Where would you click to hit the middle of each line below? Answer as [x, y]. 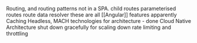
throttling [17, 34]
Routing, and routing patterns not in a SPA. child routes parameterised [91, 9]
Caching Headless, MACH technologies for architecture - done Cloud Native [99, 21]
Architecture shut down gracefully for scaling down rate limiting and [89, 27]
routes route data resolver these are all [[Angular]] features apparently [91, 15]
